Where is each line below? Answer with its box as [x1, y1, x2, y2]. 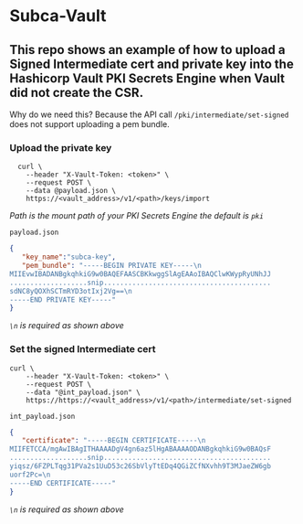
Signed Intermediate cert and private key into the [9, 56, 294, 71]
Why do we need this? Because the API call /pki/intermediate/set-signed [9, 109, 289, 120]
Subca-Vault [9, 5, 107, 27]
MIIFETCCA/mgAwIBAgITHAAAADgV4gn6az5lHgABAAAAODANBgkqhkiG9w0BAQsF [9, 444, 272, 454]
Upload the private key [9, 141, 112, 154]
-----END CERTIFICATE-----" [9, 478, 117, 487]
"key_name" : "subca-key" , [21, 252, 117, 262]
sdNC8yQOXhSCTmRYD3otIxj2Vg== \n [9, 286, 132, 295]
